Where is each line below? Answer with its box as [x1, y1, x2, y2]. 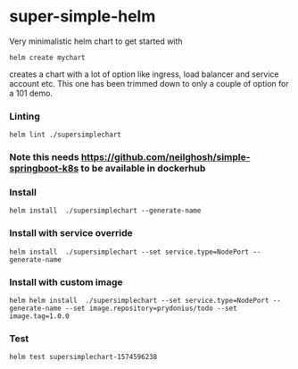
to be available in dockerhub [80, 163, 206, 175]
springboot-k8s [9, 163, 79, 175]
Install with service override [9, 227, 133, 239]
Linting [9, 110, 40, 122]
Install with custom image [9, 275, 123, 288]
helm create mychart [9, 53, 87, 62]
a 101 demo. [9, 88, 54, 98]
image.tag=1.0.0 [9, 312, 70, 321]
